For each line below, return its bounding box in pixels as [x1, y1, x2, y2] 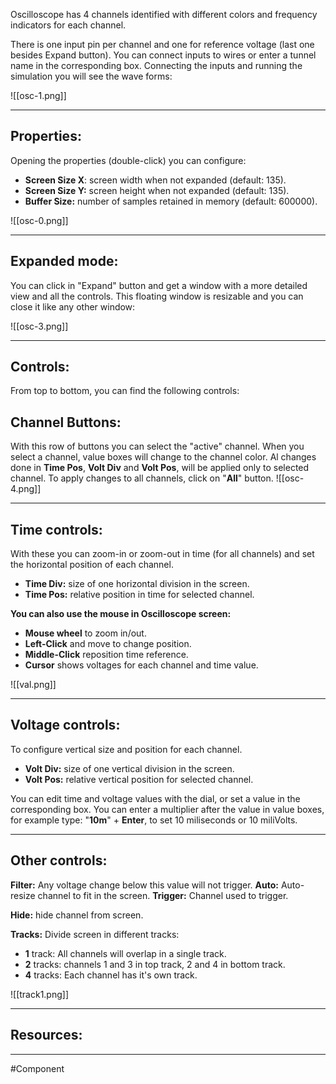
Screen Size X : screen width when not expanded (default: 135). [24, 174, 287, 186]
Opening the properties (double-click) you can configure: [10, 154, 247, 166]
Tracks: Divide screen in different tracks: [10, 928, 180, 940]
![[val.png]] [10, 679, 57, 691]
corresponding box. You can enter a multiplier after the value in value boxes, [10, 803, 325, 815]
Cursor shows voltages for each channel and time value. [24, 659, 259, 671]
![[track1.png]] [10, 988, 70, 1000]
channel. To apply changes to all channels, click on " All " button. [10, 472, 274, 484]
